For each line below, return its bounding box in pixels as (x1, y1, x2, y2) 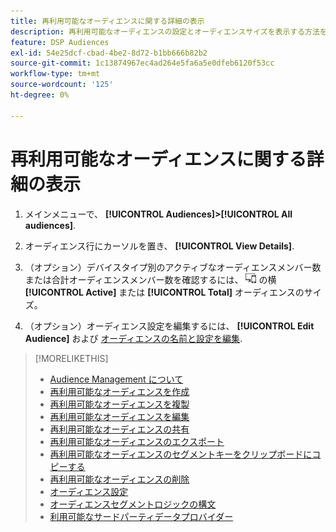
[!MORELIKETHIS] (34, 352, 109, 364)
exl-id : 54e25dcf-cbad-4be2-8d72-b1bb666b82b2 (10, 48, 208, 58)
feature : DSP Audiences (10, 37, 110, 47)
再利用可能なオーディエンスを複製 (49, 398, 190, 410)
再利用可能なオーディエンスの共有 (49, 423, 190, 435)
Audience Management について (49, 373, 184, 385)
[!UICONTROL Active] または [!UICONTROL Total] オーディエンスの (24, 286, 305, 298)
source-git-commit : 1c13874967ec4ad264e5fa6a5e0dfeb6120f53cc (10, 58, 275, 69)
